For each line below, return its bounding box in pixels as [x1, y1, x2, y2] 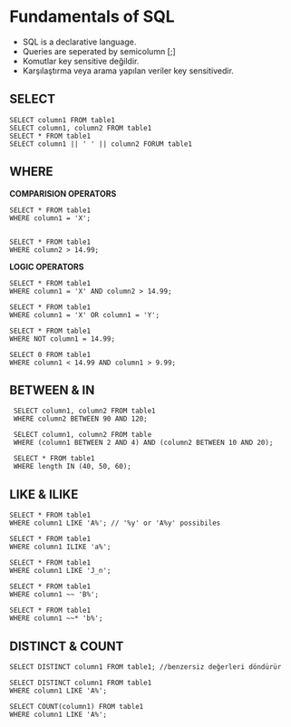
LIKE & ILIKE [9, 487, 79, 502]
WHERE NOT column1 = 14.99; [9, 334, 116, 344]
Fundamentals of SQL [9, 6, 175, 27]
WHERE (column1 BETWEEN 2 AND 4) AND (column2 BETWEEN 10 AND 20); [13, 438, 274, 448]
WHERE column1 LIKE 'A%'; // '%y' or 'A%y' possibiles [9, 519, 221, 528]
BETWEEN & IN [9, 383, 95, 398]
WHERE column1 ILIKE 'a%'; [9, 542, 112, 552]
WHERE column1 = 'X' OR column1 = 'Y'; [9, 310, 160, 319]
